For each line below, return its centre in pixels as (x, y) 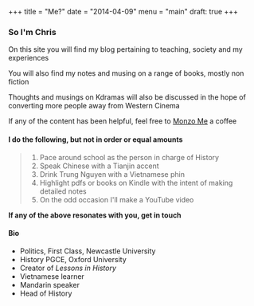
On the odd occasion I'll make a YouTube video (117, 199)
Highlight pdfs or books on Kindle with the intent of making (136, 182)
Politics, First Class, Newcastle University (88, 251)
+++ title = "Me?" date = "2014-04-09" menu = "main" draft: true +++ (123, 12)
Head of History (46, 293)
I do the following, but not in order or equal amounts (96, 139)
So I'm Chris (33, 32)
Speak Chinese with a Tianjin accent (99, 166)
